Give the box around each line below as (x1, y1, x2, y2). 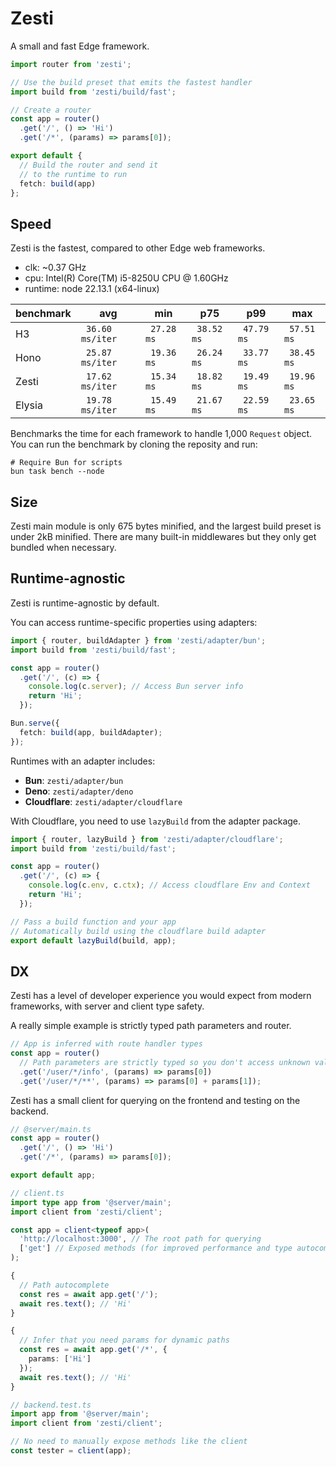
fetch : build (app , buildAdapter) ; (19, 727, 163, 737)
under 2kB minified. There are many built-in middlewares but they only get (10, 531, 317, 543)
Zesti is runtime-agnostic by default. (10, 597, 160, 609)
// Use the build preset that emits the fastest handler (10, 77, 253, 87)
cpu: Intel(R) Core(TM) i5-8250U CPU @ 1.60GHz (24, 272, 229, 284)
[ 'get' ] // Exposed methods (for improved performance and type (19, 1243, 293, 1254)
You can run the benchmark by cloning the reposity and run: (10, 438, 258, 451)
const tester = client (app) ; (10, 1446, 132, 1456)
